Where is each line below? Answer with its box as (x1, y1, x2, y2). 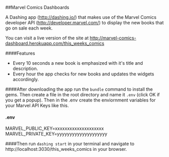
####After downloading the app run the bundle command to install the (5, 86, 153, 92)
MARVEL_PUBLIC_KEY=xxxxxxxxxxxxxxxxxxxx (5, 125, 104, 132)
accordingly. (12, 76, 39, 82)
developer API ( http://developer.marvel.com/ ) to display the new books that (5, 20, 164, 25)
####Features (5, 50, 35, 56)
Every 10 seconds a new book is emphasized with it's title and (12, 60, 143, 66)
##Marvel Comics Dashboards (5, 5, 70, 10)
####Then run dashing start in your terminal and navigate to (5, 141, 134, 147)
